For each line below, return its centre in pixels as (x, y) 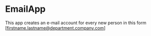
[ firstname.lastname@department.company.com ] (55, 28)
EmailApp (25, 9)
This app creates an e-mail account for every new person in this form (76, 23)
